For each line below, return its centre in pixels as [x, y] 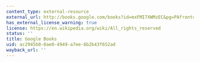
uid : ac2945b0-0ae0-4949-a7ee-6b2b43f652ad [61, 45]
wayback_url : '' [26, 50]
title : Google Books [32, 39]
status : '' [20, 34]
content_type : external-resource [48, 12]
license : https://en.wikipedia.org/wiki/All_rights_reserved [84, 28]
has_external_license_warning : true [51, 22]
